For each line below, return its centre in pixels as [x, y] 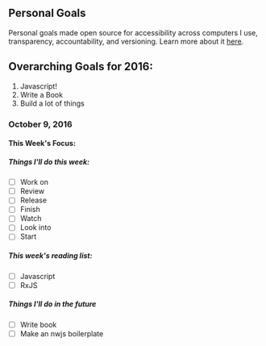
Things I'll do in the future [52, 304]
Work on [34, 182]
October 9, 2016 [40, 124]
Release [33, 200]
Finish [30, 210]
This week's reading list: [50, 256]
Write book [38, 324]
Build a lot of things [52, 103]
